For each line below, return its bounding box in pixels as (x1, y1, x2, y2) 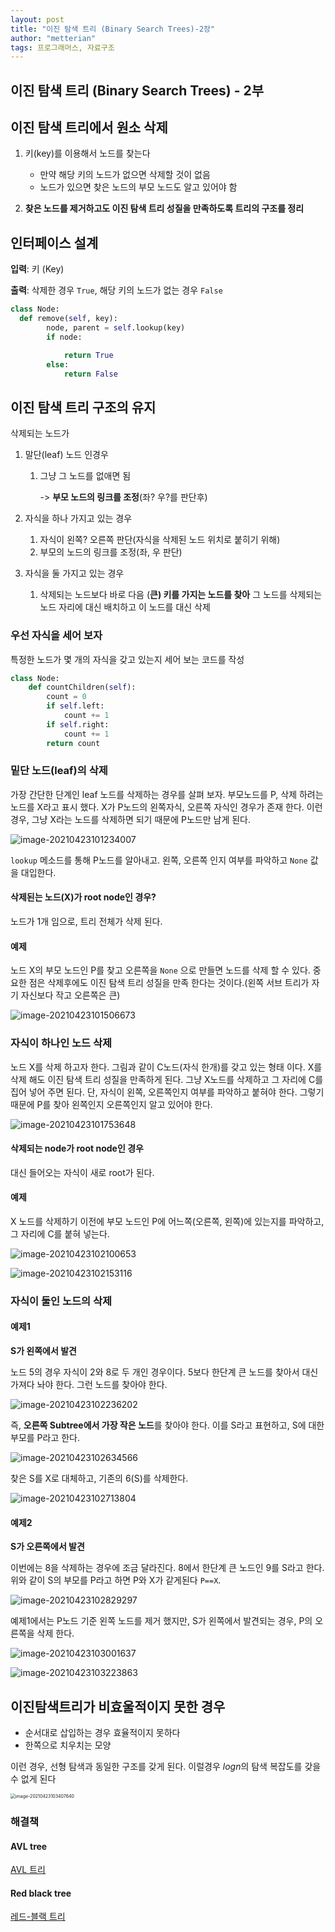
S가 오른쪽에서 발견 (10, 1541, 85, 1553)
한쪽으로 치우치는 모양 (24, 1739, 112, 1751)
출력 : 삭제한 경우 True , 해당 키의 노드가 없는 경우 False (10, 284, 223, 296)
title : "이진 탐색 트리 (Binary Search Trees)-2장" (10, 24, 216, 34)
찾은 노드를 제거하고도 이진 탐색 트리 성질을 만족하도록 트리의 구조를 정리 (24, 202, 305, 215)
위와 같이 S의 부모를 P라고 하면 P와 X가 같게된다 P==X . (10, 1574, 222, 1586)
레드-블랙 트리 (10, 1911, 66, 1923)
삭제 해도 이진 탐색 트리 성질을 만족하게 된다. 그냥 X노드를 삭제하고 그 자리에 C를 (10, 1073, 324, 1085)
